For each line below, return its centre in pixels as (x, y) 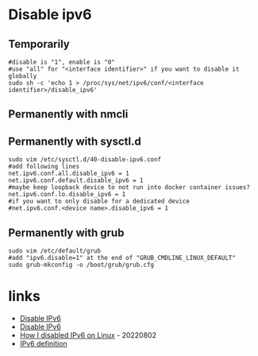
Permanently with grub (66, 232)
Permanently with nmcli (68, 114)
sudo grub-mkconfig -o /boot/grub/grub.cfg (81, 265)
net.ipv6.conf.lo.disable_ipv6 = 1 (67, 195)
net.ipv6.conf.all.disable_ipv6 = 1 (69, 174)
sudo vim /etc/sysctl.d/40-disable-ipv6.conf (85, 160)
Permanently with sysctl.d (75, 141)
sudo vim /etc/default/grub (55, 251)
